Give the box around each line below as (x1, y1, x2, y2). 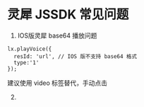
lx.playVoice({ (7, 45, 52, 52)
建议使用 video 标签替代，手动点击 (7, 79, 108, 87)
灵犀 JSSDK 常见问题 (7, 6, 129, 23)
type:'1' (13, 59, 40, 66)
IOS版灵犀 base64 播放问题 (17, 31, 97, 40)
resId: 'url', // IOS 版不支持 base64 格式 (13, 52, 138, 60)
